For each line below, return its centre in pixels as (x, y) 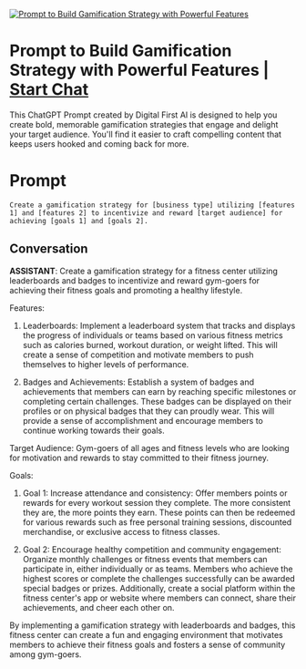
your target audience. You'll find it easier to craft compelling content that (146, 134)
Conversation (49, 249)
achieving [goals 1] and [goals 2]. (79, 221)
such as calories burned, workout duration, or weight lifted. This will (150, 345)
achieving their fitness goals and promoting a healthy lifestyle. (126, 290)
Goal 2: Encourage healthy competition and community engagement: (152, 549)
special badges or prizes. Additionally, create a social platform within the (159, 588)
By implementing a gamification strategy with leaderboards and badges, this (153, 625)
